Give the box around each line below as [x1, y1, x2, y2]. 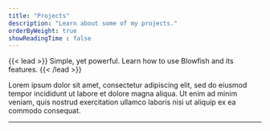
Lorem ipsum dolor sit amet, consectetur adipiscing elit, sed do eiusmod [8, 80, 247, 90]
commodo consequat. [8, 106, 81, 116]
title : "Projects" [8, 11, 70, 20]
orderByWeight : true [8, 27, 78, 35]
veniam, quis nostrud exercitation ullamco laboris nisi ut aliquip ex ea [8, 97, 236, 107]
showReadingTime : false [8, 34, 92, 43]
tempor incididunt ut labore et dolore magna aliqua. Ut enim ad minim [8, 89, 238, 99]
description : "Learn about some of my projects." [8, 19, 178, 27]
